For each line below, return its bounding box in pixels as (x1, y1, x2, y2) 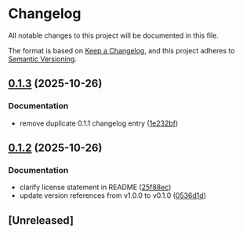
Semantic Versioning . (8, 54, 77, 64)
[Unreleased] (8, 214, 74, 227)
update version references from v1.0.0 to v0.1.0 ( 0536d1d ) (19, 191, 206, 200)
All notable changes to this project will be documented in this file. (8, 31, 219, 40)
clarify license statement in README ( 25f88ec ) (19, 182, 172, 192)
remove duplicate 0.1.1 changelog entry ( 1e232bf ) (19, 119, 179, 128)
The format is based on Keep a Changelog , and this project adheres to (8, 46, 235, 55)
